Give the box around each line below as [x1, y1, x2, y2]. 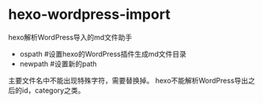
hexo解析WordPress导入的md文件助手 [8, 32, 133, 42]
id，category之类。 [21, 85, 85, 95]
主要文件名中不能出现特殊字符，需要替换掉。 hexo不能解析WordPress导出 [8, 75, 249, 85]
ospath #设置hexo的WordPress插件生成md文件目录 [19, 49, 187, 58]
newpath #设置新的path [19, 59, 97, 68]
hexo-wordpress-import [8, 6, 171, 24]
